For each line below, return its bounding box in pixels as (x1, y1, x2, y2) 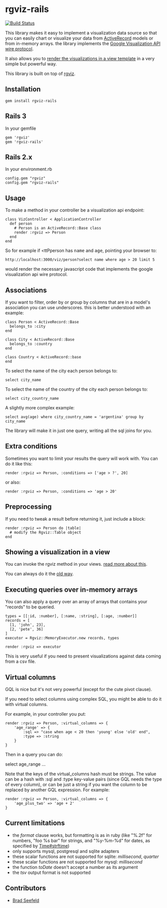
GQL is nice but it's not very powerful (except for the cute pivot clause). (5, 687, 152, 693)
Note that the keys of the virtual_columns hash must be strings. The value (5, 771, 157, 777)
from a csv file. (5, 658, 36, 664)
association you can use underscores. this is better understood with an (5, 305, 151, 310)
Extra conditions (5, 442, 57, 450)
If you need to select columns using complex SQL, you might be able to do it (5, 696, 162, 702)
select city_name (5, 377, 41, 382)
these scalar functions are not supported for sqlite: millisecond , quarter (12, 853, 159, 859)
